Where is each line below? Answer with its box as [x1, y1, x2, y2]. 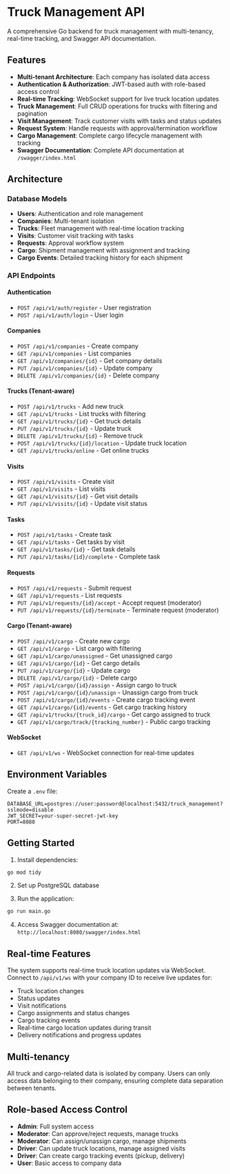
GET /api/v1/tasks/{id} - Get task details [17, 545, 136, 554]
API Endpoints [7, 271, 56, 280]
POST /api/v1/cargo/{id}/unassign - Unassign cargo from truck [17, 688, 198, 696]
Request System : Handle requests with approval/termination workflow [17, 124, 218, 132]
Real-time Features [7, 948, 91, 959]
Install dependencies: [17, 855, 79, 863]
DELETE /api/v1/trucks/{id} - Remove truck [17, 431, 143, 440]
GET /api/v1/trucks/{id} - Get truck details [17, 417, 142, 425]
